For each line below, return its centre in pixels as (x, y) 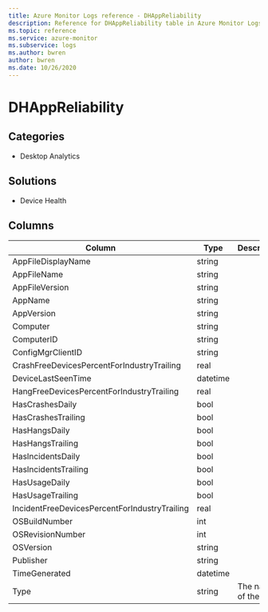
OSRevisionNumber (49, 534)
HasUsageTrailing (45, 495)
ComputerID (35, 339)
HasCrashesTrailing (49, 418)
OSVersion (32, 547)
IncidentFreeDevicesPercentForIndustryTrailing (101, 509)
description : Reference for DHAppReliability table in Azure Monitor (126, 23)
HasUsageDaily (41, 482)
